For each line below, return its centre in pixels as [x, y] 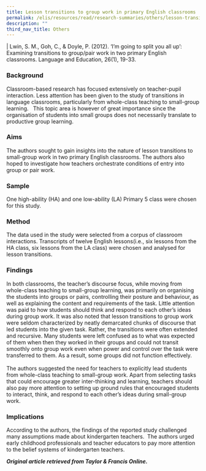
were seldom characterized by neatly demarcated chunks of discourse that [101, 323]
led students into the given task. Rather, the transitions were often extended [102, 329]
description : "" [27, 23]
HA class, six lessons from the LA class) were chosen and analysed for [96, 248]
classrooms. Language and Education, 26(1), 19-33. [71, 59]
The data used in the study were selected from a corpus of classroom [94, 235]
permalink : [20, 18]
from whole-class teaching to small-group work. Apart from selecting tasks [101, 375]
